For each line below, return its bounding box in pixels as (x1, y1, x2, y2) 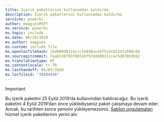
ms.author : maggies (5, 40, 46, 45)
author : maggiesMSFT (5, 21, 49, 26)
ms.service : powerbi (5, 26, 49, 31)
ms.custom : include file (5, 44, 57, 49)
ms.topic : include (5, 30, 44, 35)
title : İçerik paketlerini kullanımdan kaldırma (5, 7, 109, 12)
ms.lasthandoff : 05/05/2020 (5, 68, 64, 73)
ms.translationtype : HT (5, 58, 55, 63)
